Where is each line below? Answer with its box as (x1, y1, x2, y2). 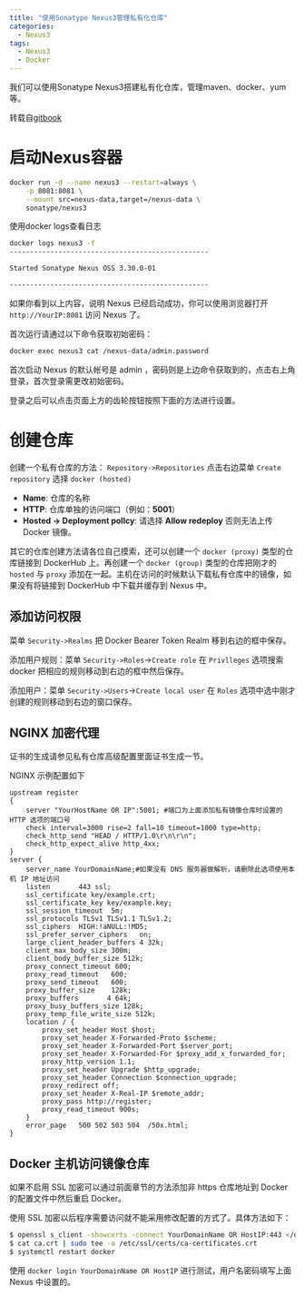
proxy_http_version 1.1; (42, 1057, 136, 1067)
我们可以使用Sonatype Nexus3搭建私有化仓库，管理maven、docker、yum (9, 82, 287, 92)
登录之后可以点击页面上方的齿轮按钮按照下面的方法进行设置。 (9, 394, 241, 405)
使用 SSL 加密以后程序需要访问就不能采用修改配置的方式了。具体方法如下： (9, 1212, 291, 1223)
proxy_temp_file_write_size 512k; (25, 1010, 156, 1019)
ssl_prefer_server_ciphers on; (25, 930, 152, 940)
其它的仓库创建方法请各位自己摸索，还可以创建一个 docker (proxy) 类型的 (9, 546, 286, 557)
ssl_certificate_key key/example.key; (25, 898, 172, 908)
